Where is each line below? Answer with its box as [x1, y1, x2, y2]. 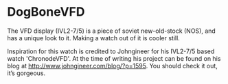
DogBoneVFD [7, 4, 85, 20]
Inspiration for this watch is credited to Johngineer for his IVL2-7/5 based [7, 47, 215, 55]
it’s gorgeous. [7, 69, 46, 77]
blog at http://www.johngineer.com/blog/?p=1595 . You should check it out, [7, 61, 218, 70]
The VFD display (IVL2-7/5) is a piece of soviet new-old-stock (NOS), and [7, 27, 216, 35]
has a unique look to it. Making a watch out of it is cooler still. [7, 33, 180, 42]
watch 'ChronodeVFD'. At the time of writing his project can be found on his [7, 54, 221, 62]
